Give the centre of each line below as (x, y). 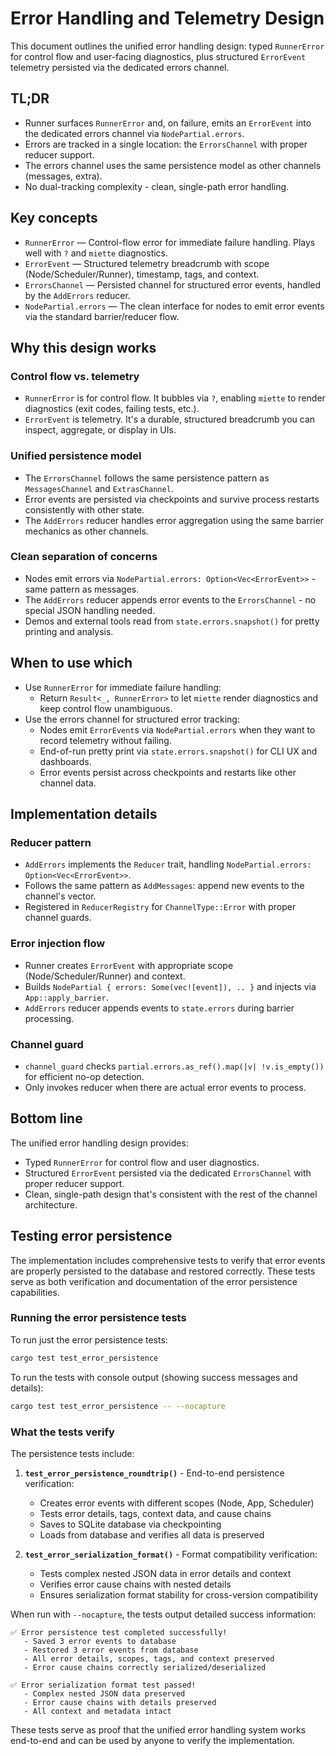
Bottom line (46, 1118)
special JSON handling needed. (90, 610)
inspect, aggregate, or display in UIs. (100, 430)
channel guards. (58, 918)
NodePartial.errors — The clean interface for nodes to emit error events (174, 306)
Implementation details (84, 814)
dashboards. (65, 761)
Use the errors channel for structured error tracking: (132, 719)
